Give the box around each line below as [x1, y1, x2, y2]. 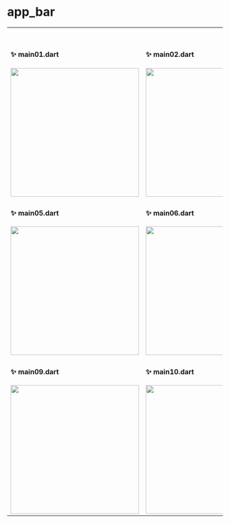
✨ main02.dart [146, 49, 194, 59]
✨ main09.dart [10, 367, 60, 376]
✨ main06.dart [146, 208, 194, 218]
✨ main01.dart [10, 49, 60, 59]
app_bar [7, 4, 55, 20]
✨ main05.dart [10, 208, 60, 218]
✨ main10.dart [146, 367, 194, 376]
